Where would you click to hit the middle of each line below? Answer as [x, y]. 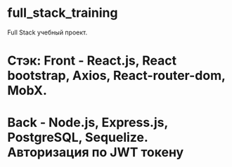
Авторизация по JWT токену [96, 153]
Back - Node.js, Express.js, [88, 122]
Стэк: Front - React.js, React [92, 61]
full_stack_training [63, 13]
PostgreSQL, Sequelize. [78, 138]
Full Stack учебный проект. [47, 32]
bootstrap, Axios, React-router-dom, [116, 76]
